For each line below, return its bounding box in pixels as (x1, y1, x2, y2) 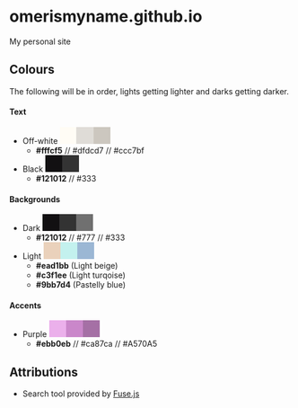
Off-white (22, 135, 58, 146)
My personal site (9, 36, 72, 47)
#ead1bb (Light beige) (35, 261, 118, 271)
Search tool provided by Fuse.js (22, 388, 140, 399)
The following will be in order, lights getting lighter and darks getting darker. (9, 85, 290, 96)
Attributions (9, 364, 79, 379)
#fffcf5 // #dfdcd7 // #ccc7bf (35, 145, 145, 155)
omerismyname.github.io (9, 6, 203, 27)
